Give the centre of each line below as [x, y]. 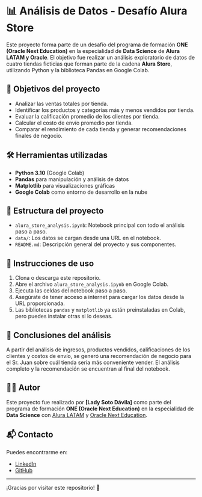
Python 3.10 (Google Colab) [50, 173]
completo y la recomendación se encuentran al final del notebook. [88, 369]
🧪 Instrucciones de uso [50, 263]
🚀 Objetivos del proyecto [53, 89]
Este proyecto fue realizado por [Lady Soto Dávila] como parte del [89, 402]
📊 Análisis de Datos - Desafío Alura [97, 11]
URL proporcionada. [40, 303]
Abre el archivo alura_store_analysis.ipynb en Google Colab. [92, 284]
